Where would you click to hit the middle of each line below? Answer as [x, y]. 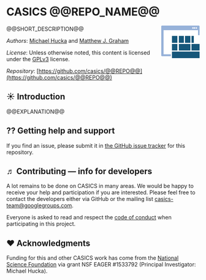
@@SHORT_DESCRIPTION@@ [45, 29]
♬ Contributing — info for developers [79, 171]
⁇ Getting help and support [61, 131]
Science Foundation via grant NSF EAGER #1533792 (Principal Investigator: [101, 265]
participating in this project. [41, 224]
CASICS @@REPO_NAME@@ [83, 12]
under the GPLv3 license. [38, 59]
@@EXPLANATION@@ [36, 112]
